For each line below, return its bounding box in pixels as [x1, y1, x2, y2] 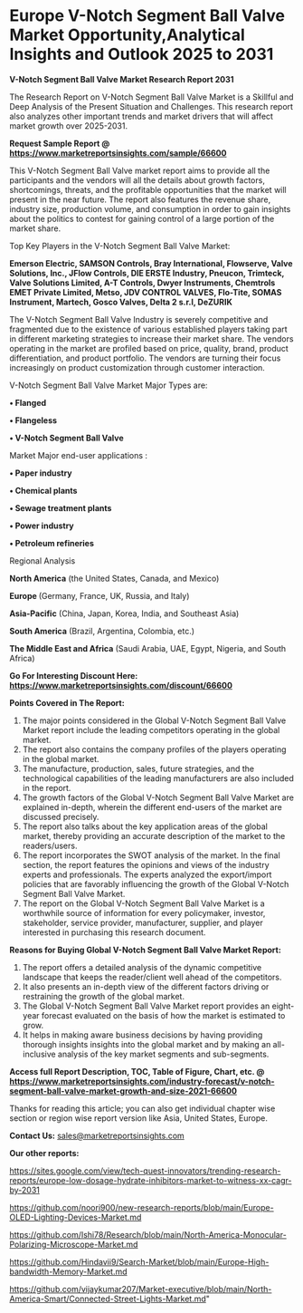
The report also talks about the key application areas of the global [22, 821, 269, 832]
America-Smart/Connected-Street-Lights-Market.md [9, 1293, 206, 1304]
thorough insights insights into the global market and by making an [22, 1038, 271, 1049]
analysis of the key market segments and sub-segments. [57, 1048, 270, 1059]
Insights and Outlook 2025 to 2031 [9, 44, 274, 64]
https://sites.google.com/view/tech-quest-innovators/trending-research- [9, 1165, 281, 1176]
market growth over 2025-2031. [9, 120, 128, 131]
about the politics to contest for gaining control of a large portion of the [9, 213, 275, 224]
